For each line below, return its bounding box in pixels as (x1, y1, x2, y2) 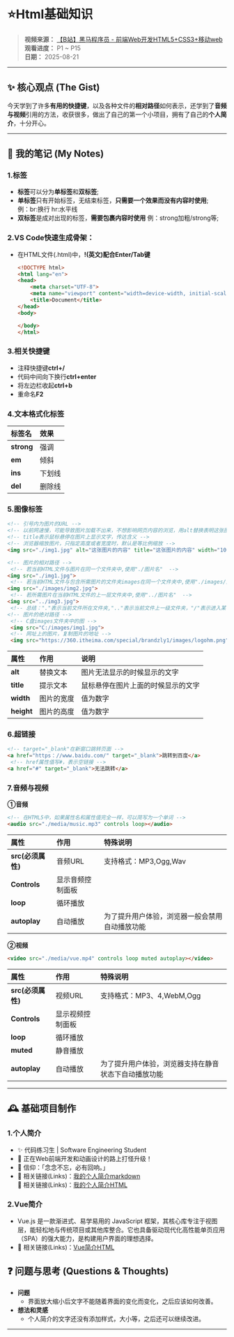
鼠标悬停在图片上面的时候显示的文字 (81, 681, 200, 690)
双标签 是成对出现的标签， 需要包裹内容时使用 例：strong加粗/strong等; (17, 214, 219, 222)
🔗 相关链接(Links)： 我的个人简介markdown (17, 1172, 141, 1180)
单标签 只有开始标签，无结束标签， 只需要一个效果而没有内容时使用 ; (17, 196, 209, 205)
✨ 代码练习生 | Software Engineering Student (17, 1146, 147, 1154)
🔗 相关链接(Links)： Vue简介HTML (17, 1243, 115, 1251)
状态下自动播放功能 (100, 1069, 164, 1079)
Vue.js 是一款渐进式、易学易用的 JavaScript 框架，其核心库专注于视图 (17, 1216, 218, 1225)
